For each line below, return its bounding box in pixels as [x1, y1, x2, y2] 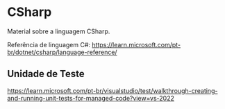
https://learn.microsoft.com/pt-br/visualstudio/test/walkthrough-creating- [7, 86, 218, 94]
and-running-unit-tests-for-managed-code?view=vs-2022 [7, 94, 175, 102]
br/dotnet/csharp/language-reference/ [7, 48, 117, 56]
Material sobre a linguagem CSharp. [7, 27, 110, 35]
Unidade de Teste [7, 68, 85, 80]
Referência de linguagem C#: [7, 40, 91, 49]
